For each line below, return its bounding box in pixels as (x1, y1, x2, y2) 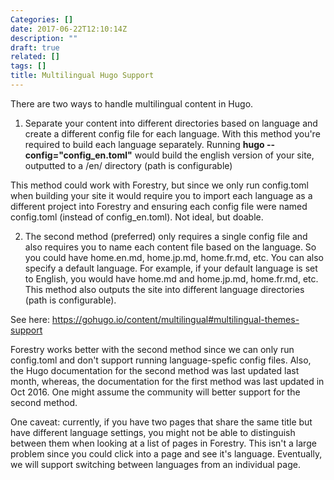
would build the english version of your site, (134, 149, 315, 161)
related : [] (10, 52, 60, 62)
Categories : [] (10, 14, 74, 25)
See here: (10, 313, 50, 325)
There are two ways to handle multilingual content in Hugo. (10, 97, 254, 110)
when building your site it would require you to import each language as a (10, 189, 313, 201)
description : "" (10, 33, 78, 43)
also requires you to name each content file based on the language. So (24, 241, 317, 253)
